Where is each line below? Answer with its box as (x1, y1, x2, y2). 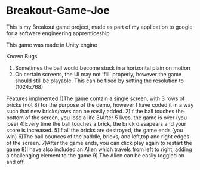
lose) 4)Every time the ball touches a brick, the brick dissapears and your (6, 120, 187, 127)
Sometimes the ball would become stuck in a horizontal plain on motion (14, 64, 190, 72)
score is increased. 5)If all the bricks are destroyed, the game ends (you (6, 126, 183, 134)
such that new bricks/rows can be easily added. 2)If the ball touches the (6, 107, 184, 115)
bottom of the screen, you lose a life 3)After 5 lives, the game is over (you (6, 114, 187, 121)
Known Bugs (6, 52, 38, 60)
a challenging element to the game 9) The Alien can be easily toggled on (6, 152, 185, 159)
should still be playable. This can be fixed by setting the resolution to (14, 77, 184, 84)
